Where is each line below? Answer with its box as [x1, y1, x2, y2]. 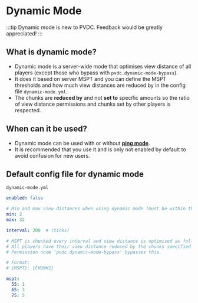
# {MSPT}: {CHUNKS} [6, 265, 54, 271]
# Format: [6, 260, 31, 266]
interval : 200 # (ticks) [6, 227, 70, 233]
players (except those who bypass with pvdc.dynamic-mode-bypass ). [14, 69, 179, 76]
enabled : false [6, 195, 44, 201]
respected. [14, 106, 41, 113]
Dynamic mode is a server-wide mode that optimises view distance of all [14, 63, 192, 70]
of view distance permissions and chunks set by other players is [14, 100, 171, 107]
